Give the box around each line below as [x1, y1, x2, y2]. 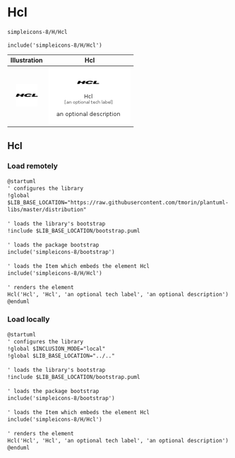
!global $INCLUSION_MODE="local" [7, 346, 106, 353]
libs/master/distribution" [7, 206, 87, 213]
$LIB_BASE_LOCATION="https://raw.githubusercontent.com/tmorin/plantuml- [7, 199, 229, 206]
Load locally [7, 314, 50, 324]
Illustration [10, 56, 44, 64]
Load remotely [7, 160, 59, 170]
